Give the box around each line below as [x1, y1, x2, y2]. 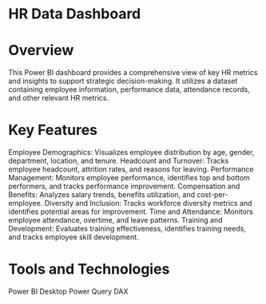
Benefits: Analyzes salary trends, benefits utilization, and [8, 190, 196, 199]
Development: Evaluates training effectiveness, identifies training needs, [8, 224, 246, 234]
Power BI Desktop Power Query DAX [8, 286, 129, 296]
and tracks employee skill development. [8, 232, 139, 242]
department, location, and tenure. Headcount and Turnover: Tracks [8, 156, 229, 166]
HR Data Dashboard [8, 5, 141, 23]
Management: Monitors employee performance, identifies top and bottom [8, 173, 250, 183]
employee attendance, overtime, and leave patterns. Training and [8, 215, 223, 225]
